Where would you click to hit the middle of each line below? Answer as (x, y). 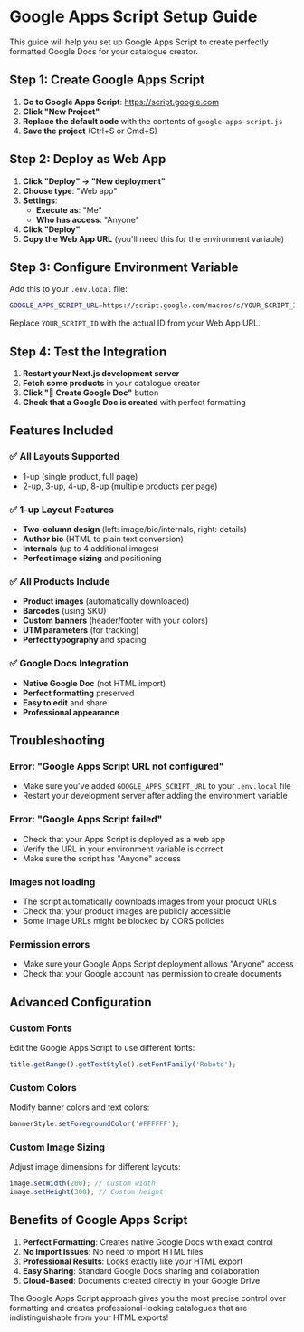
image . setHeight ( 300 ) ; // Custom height (87, 1192)
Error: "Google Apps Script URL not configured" (117, 766)
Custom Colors (43, 1087)
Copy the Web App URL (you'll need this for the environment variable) (153, 238)
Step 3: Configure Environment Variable (124, 267)
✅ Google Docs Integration (69, 664)
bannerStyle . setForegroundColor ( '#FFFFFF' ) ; (95, 1124)
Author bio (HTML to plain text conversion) (103, 539)
